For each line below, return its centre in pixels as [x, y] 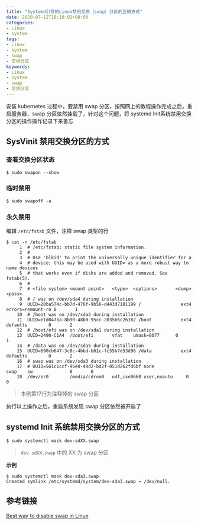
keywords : [18, 67]
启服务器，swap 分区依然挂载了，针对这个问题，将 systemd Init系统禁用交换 [99, 114]
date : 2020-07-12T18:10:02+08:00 [47, 17]
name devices [22, 268]
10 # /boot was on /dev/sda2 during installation [80, 315]
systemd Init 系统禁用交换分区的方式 [73, 427]
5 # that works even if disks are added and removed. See [93, 273]
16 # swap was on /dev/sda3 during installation [79, 362]
